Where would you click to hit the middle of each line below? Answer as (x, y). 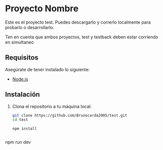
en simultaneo (19, 42)
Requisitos (22, 58)
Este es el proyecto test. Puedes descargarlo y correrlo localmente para (78, 22)
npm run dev (18, 142)
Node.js (20, 79)
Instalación (23, 95)
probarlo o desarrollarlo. (30, 27)
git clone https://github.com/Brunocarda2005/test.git (70, 115)
